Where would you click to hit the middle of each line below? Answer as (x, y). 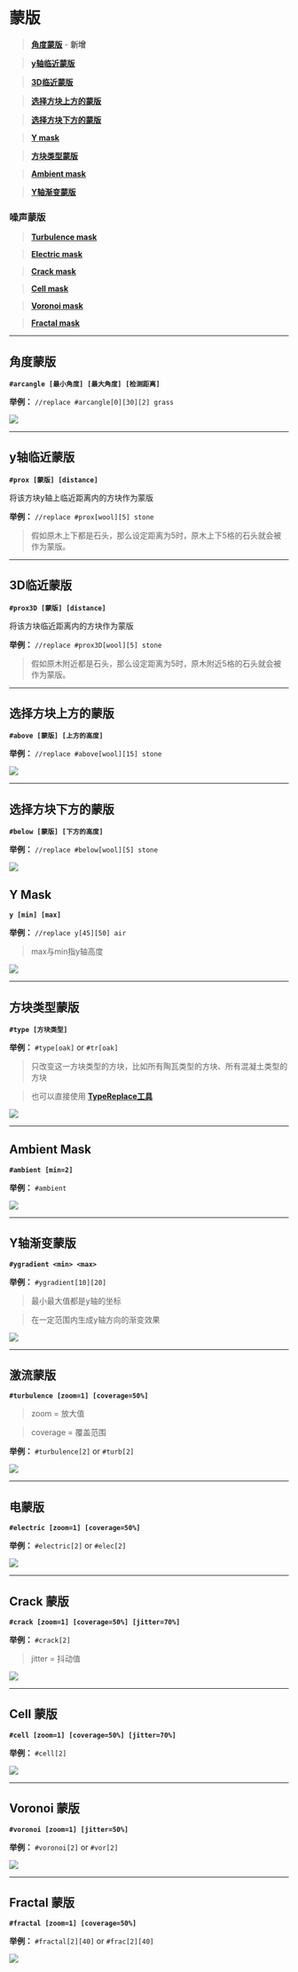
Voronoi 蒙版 (44, 1808)
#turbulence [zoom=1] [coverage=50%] (79, 1396)
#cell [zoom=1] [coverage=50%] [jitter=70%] (93, 1735)
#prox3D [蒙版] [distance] (58, 608)
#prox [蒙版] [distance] (54, 480)
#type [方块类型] (39, 1029)
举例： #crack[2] (40, 1639)
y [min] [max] (35, 915)
